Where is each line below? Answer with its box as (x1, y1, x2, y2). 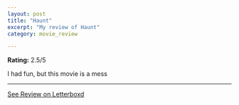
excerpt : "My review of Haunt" (7, 23, 100, 31)
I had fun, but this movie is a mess (7, 70, 108, 78)
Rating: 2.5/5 (7, 56, 46, 65)
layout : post (7, 10, 46, 18)
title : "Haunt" (7, 17, 53, 24)
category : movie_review (7, 30, 78, 38)
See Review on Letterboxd (7, 90, 85, 99)
